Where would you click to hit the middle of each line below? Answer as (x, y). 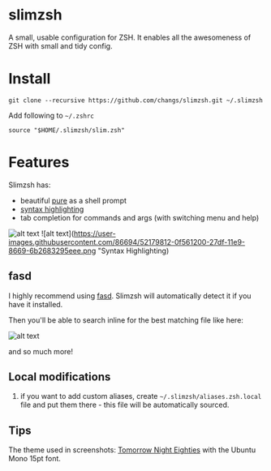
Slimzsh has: (30, 185)
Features (39, 163)
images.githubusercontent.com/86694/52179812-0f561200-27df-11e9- (127, 242)
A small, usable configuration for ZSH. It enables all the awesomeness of (130, 37)
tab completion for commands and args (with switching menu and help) (140, 217)
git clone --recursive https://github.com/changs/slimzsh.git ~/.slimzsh (136, 100)
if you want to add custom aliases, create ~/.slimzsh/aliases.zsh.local (141, 396)
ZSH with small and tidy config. (60, 45)
